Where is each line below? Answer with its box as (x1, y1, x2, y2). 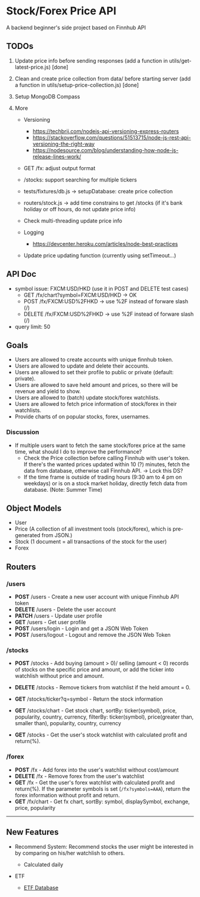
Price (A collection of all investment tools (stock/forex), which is (14, 525, 171, 532)
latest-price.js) (14, 63, 51, 70)
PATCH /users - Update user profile (14, 612, 102, 619)
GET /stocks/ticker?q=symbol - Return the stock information (14, 695, 163, 702)
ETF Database (23, 884, 58, 891)
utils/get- (169, 57, 192, 64)
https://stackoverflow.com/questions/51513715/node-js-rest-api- (32, 134, 192, 141)
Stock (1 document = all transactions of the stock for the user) (14, 538, 167, 545)
